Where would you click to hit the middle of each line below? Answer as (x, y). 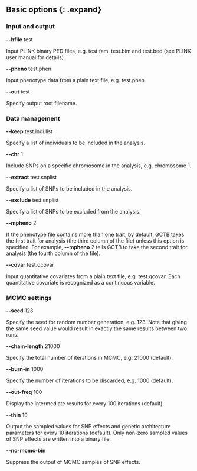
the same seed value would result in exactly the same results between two (97, 328)
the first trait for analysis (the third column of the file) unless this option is (95, 241)
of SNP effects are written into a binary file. (58, 439)
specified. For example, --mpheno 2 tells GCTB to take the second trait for (97, 247)
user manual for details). (36, 57)
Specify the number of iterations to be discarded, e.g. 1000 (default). (90, 380)
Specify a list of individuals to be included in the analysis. (76, 143)
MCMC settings (29, 298)
